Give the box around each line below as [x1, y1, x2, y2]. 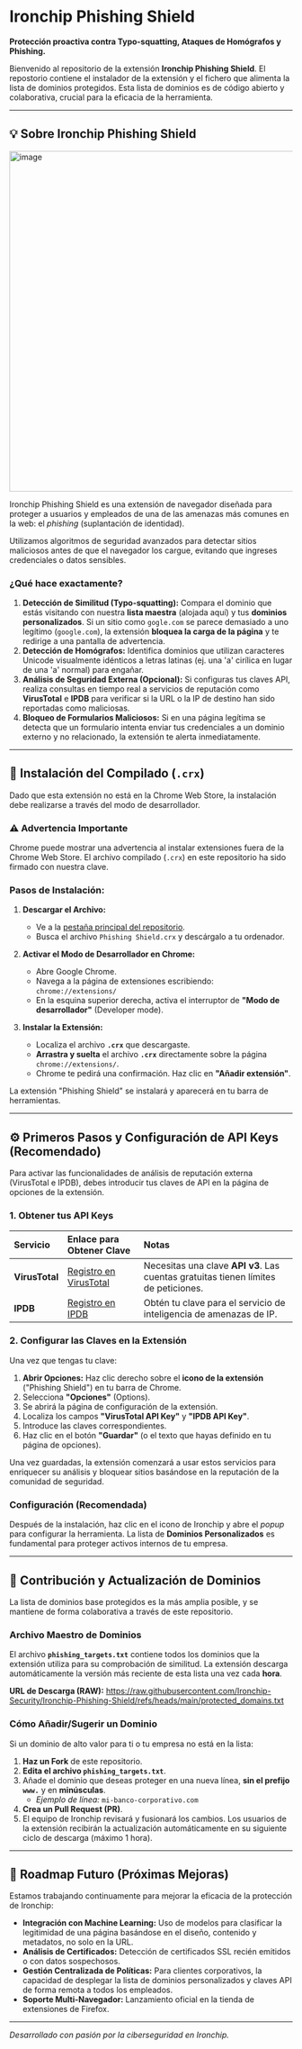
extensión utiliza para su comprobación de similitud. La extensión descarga [9, 1659, 289, 1670]
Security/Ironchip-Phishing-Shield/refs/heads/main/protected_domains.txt [9, 1695, 285, 1706]
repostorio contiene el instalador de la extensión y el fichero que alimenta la [9, 72, 290, 83]
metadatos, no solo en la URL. [22, 1936, 134, 1947]
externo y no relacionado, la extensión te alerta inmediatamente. [22, 731, 261, 742]
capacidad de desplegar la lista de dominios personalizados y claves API [22, 1975, 292, 1986]
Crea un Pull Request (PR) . [22, 1803, 123, 1814]
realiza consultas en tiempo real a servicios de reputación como [22, 684, 260, 694]
